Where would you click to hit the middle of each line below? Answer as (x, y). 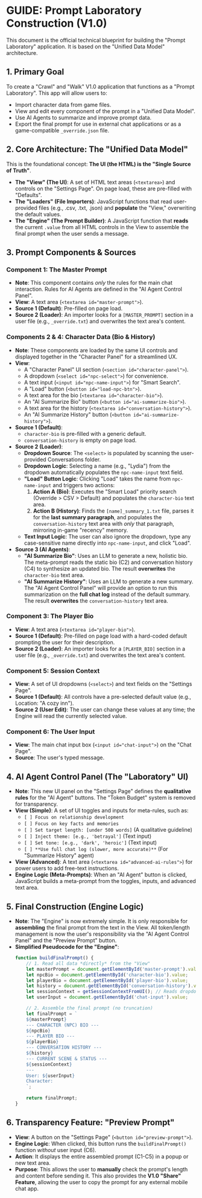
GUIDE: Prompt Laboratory (74, 11)
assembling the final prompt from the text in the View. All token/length (102, 928)
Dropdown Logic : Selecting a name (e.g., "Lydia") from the (97, 465)
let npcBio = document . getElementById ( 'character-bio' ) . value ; (107, 975)
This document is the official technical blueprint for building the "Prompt (96, 40)
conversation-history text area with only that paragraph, (104, 523)
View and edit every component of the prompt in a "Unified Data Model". (105, 111)
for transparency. (36, 804)
